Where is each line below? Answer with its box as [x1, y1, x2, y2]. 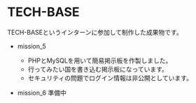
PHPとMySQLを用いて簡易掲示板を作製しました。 [27, 56, 172, 65]
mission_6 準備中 [17, 88, 66, 97]
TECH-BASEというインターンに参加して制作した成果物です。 [7, 28, 183, 36]
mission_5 [17, 42, 47, 50]
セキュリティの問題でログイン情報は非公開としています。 [27, 74, 192, 82]
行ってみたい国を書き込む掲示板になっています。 [27, 65, 168, 73]
